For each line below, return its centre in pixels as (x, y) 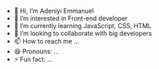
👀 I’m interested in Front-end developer (71, 18)
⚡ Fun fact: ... (33, 59)
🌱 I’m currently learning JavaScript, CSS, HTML (83, 26)
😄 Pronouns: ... (37, 51)
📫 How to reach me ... (46, 41)
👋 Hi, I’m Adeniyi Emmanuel (54, 11)
